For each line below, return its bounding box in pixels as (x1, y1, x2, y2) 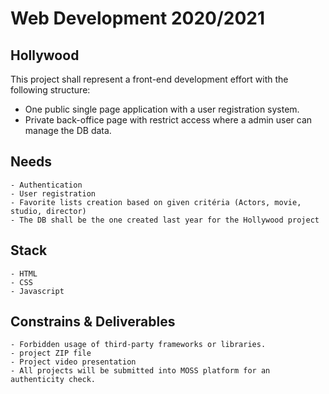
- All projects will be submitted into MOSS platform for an (10, 366, 271, 376)
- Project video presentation (10, 357, 137, 367)
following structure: (10, 84, 91, 96)
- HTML (10, 268, 38, 279)
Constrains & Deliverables (10, 313, 176, 331)
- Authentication (10, 180, 83, 190)
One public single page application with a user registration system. (24, 103, 300, 115)
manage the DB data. (24, 125, 112, 136)
